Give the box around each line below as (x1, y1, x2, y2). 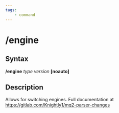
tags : (5, 7, 17, 13)
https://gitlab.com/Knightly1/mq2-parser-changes (5, 102, 110, 108)
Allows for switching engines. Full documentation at (5, 97, 114, 103)
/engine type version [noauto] (5, 68, 70, 74)
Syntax (5, 55, 29, 63)
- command (14, 12, 36, 17)
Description (5, 83, 43, 92)
